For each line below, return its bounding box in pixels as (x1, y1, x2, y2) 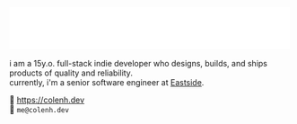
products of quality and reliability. (9, 67, 133, 78)
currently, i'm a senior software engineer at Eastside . (9, 77, 205, 87)
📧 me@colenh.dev (9, 104, 70, 114)
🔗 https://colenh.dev (9, 94, 85, 105)
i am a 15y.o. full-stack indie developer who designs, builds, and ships (9, 58, 267, 68)
